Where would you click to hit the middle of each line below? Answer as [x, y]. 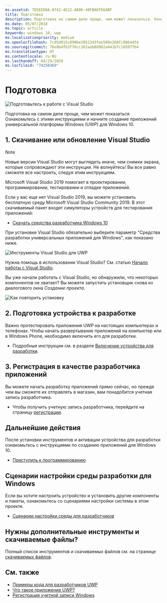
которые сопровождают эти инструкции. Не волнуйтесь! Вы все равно [81, 167]
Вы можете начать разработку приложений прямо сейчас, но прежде [80, 386]
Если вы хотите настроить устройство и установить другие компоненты [82, 496]
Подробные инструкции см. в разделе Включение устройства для [83, 346]
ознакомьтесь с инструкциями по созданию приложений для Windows [81, 445]
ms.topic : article [24, 28]
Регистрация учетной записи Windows [53, 595]
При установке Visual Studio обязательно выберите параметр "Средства [83, 232]
